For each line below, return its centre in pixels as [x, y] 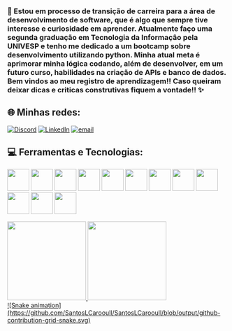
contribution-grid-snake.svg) [49, 320]
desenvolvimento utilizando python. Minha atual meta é [104, 55]
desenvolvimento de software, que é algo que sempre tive [108, 20]
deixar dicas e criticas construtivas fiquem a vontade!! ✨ [106, 90]
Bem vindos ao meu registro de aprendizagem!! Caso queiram [114, 81]
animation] [46, 305]
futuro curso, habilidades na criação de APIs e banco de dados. [117, 72]
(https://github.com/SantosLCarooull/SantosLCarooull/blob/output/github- [114, 312]
